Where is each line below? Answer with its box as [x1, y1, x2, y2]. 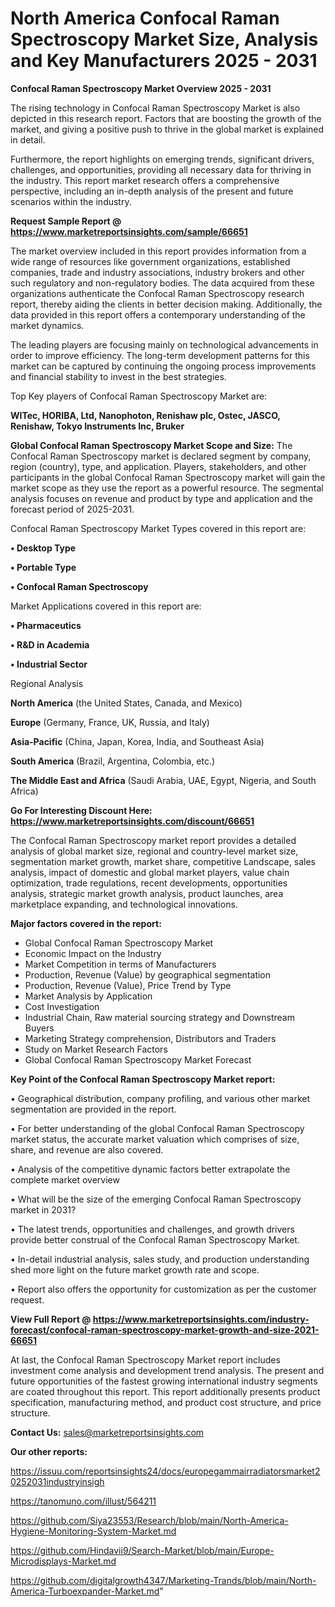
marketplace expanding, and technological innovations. [10, 898, 238, 910]
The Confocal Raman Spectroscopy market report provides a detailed [10, 834, 297, 846]
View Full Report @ [10, 1313, 92, 1325]
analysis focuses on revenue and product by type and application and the [10, 492, 313, 504]
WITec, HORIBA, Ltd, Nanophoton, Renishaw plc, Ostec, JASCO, [10, 409, 281, 421]
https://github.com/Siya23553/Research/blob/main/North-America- [10, 1514, 289, 1526]
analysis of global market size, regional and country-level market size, [10, 845, 299, 857]
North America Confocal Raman [10, 7, 280, 30]
